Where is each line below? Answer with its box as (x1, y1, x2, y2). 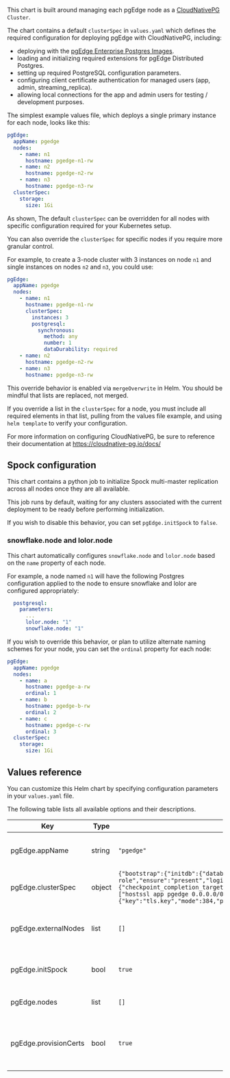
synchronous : (37, 327, 75, 334)
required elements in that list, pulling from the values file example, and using (7, 411, 222, 420)
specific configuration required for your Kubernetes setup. (7, 221, 172, 230)
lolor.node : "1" (25, 619, 72, 626)
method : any (43, 333, 78, 340)
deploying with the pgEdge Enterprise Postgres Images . (16, 47, 175, 55)
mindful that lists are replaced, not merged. (7, 391, 129, 400)
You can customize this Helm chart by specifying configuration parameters (7, 784, 218, 792)
